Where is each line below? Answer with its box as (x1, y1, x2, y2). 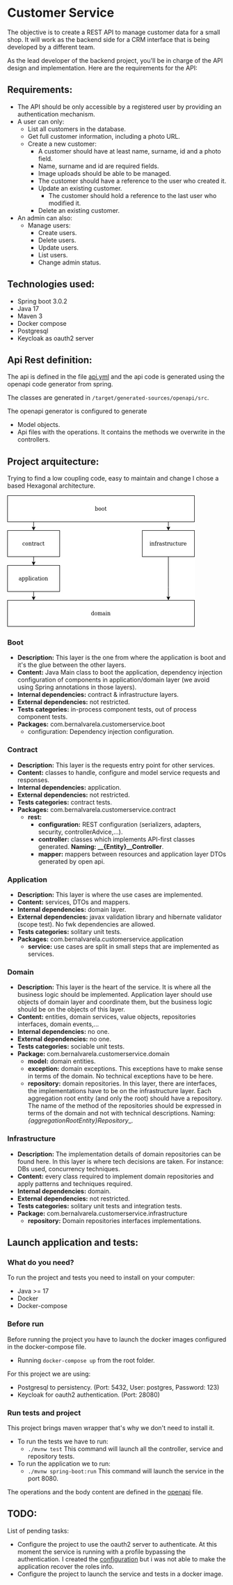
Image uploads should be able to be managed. (38, 169, 172, 177)
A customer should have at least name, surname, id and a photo (38, 147, 221, 155)
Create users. (38, 228, 77, 236)
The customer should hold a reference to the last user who (48, 191, 217, 200)
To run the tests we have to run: (17, 1437, 109, 1445)
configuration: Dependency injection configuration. (27, 728, 174, 736)
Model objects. (17, 421, 61, 429)
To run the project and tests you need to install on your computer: (7, 1273, 195, 1282)
